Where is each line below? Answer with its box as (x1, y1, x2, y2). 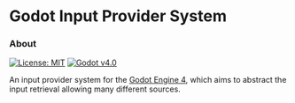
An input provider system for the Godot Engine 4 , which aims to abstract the (9, 75, 287, 85)
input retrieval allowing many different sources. (9, 84, 182, 94)
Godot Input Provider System (9, 6, 228, 26)
